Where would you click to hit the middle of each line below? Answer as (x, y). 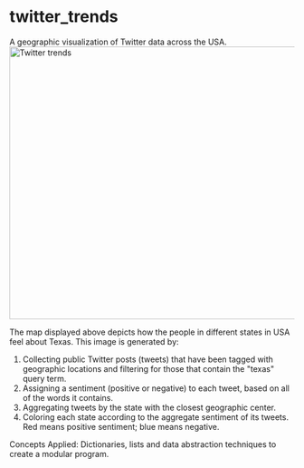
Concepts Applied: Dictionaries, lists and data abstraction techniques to (143, 444)
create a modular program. (59, 453)
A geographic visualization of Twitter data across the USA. (119, 42)
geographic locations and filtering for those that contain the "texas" (148, 368)
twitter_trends (64, 17)
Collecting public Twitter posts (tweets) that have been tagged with (148, 359)
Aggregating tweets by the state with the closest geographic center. (149, 407)
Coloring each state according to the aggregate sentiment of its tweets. (156, 417)
